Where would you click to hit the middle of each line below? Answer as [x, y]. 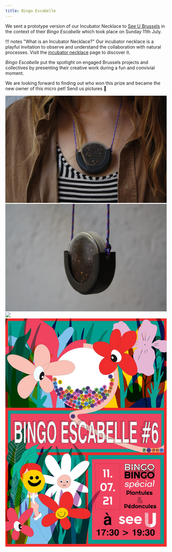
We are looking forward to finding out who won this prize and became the [83, 83]
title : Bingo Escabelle [31, 11]
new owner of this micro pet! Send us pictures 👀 [56, 88]
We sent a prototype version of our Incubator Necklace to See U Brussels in [85, 26]
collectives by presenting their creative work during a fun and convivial [80, 68]
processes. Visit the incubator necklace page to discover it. [68, 52]
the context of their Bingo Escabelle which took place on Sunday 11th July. [84, 31]
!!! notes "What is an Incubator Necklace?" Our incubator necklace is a [80, 41]
